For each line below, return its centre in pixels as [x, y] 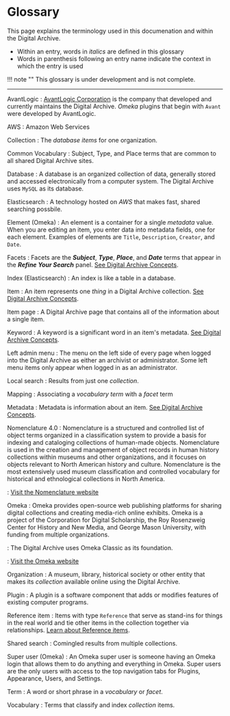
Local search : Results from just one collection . [73, 380]
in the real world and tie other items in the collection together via [98, 622]
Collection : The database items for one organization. [82, 140]
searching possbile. [35, 209]
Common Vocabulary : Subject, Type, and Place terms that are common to [112, 153]
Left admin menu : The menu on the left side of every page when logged [109, 353]
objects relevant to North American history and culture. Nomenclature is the [114, 464]
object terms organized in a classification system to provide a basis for [107, 435]
